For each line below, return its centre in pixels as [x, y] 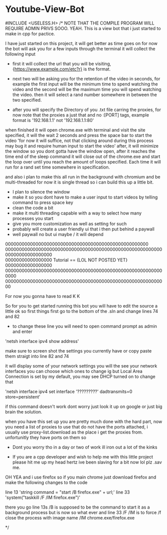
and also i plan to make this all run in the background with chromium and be [83, 176]
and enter [22, 331]
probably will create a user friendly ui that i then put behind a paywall [83, 229]
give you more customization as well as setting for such [70, 223]
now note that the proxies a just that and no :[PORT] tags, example [81, 115]
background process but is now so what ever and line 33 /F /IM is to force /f [83, 512]
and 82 [12, 316]
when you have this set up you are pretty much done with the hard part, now [84, 421]
